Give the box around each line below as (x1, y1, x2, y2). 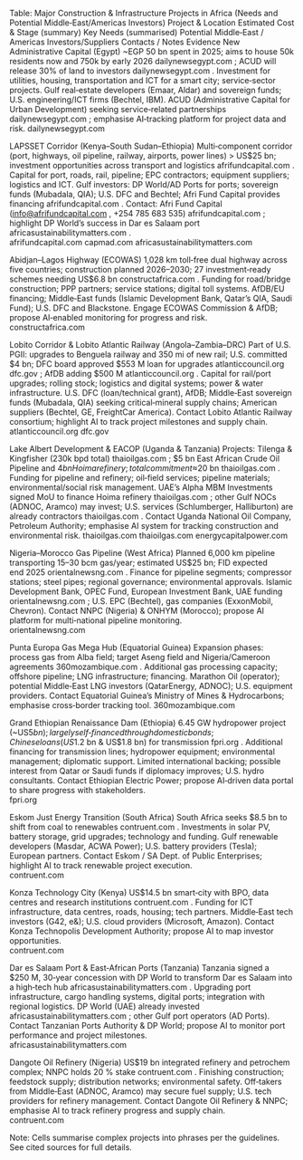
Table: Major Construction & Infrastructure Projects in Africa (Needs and (9, 8, 279, 18)
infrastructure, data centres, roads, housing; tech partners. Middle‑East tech (9, 906, 294, 917)
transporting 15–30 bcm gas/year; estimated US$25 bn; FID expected (9, 557, 269, 568)
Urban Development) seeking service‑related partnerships (9, 104, 227, 114)
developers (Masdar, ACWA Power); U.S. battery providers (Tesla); (9, 841, 258, 851)
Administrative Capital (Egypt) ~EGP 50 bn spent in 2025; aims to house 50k (9, 46, 295, 57)
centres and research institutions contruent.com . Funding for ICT (9, 896, 253, 907)
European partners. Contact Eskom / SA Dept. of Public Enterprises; (9, 850, 262, 861)
